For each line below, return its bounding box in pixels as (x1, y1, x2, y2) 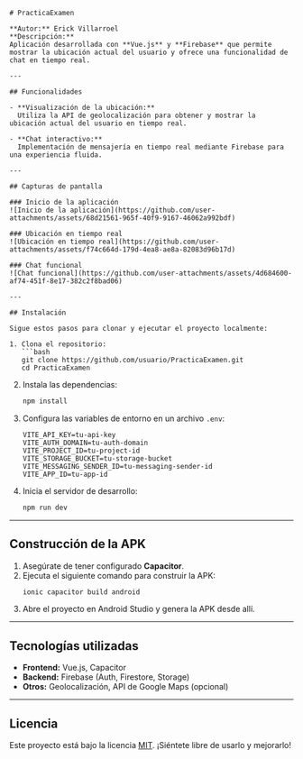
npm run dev (22, 503, 68, 512)
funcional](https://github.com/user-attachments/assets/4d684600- (37, 269, 293, 278)
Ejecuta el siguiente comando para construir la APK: (22, 570, 216, 581)
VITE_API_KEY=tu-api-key (22, 430, 116, 439)
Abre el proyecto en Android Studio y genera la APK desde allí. (22, 604, 255, 615)
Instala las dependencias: (22, 379, 117, 389)
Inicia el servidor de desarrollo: (22, 485, 138, 496)
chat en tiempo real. (9, 56, 91, 65)
